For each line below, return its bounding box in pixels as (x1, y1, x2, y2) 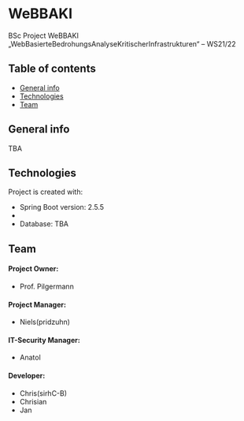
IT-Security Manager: (8, 335, 80, 345)
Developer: (8, 371, 46, 380)
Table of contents (8, 62, 96, 76)
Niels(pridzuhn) (19, 317, 71, 327)
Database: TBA (19, 219, 69, 229)
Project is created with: (8, 187, 83, 197)
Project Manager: (8, 300, 67, 309)
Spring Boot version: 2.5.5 (19, 203, 105, 212)
